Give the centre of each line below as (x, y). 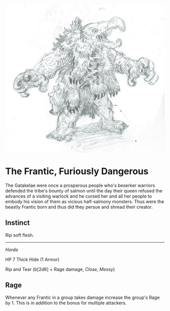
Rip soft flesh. (20, 235)
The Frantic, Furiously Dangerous (77, 171)
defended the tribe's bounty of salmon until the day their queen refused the (84, 191)
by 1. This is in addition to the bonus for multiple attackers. (66, 303)
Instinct (18, 223)
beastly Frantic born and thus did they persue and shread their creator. (79, 207)
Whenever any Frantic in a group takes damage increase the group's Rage (83, 297)
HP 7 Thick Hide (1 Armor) (32, 259)
